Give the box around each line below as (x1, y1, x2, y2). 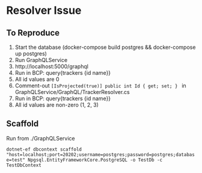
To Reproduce (6, 28, 60, 38)
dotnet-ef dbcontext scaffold (6, 146, 82, 153)
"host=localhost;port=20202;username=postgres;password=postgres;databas (6, 151, 195, 157)
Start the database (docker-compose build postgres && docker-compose (14, 43, 196, 51)
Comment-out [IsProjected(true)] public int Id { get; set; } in (14, 82, 186, 89)
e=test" (6, 157, 26, 163)
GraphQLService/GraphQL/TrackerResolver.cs (14, 89, 130, 95)
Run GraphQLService (14, 57, 68, 63)
